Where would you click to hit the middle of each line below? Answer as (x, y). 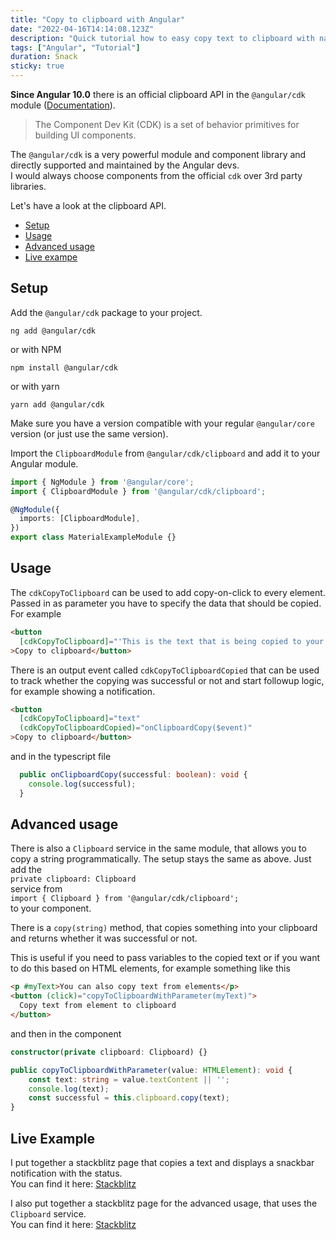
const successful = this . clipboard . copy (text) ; (129, 1098)
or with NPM (36, 349)
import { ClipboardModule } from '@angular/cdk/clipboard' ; (138, 491)
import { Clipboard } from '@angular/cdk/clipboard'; (125, 899)
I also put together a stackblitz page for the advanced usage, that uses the (164, 1203)
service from (36, 889)
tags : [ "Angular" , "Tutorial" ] (75, 47)
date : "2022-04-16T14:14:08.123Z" (82, 29)
